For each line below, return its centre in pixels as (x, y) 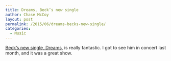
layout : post (19, 19)
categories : (18, 29)
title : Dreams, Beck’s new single (42, 10)
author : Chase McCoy (27, 15)
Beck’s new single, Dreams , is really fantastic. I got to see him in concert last (86, 48)
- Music (18, 33)
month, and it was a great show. (39, 53)
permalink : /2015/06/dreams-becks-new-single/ (56, 24)
